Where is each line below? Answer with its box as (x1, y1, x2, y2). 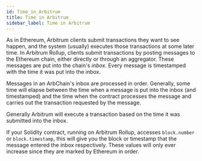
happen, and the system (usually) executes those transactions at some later (6, 43, 195, 50)
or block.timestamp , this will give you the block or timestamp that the (6, 135, 177, 142)
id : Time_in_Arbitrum (6, 8, 61, 15)
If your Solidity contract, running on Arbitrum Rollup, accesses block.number (6, 129, 195, 136)
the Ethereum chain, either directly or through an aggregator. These (6, 55, 174, 63)
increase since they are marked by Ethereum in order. (6, 148, 140, 155)
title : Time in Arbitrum (6, 14, 69, 20)
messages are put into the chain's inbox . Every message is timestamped (6, 62, 186, 69)
